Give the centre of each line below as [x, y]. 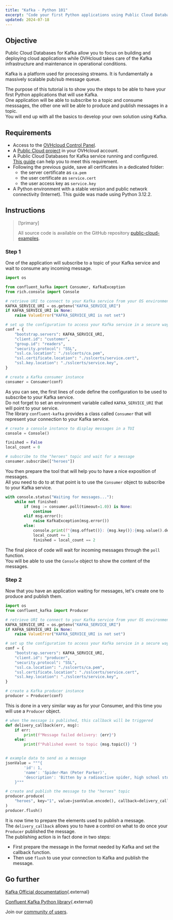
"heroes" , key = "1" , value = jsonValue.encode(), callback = [77, 801]
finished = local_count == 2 [64, 540]
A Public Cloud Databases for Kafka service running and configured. [85, 156]
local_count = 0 [23, 447]
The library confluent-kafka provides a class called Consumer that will [78, 413]
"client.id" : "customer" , [42, 339]
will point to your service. [32, 408]
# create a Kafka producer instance [45, 691]
